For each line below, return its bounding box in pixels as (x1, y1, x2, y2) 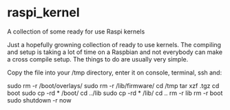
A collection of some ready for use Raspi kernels (7, 27, 145, 36)
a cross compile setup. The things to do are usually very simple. (7, 55, 189, 63)
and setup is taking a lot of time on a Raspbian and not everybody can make (7, 48, 222, 56)
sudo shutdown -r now (7, 96, 72, 104)
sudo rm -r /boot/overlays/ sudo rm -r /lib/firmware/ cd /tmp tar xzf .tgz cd (7, 81, 220, 90)
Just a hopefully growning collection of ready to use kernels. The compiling (7, 40, 222, 49)
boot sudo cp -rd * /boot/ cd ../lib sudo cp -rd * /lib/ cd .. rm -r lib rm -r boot (7, 89, 223, 97)
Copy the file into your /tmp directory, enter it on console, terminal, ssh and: (7, 68, 222, 77)
